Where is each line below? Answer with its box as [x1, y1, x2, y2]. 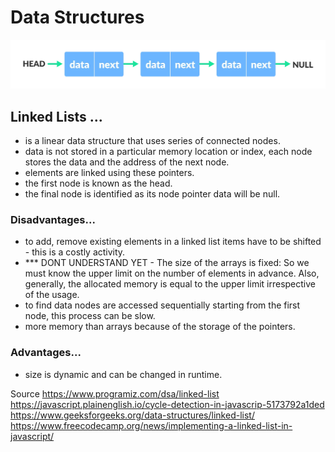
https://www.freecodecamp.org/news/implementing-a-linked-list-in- [10, 419, 293, 431]
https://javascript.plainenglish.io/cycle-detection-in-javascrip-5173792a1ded [10, 398, 325, 410]
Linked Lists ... [10, 108, 103, 125]
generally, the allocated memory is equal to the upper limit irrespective [24, 278, 316, 290]
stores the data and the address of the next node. [24, 156, 230, 168]
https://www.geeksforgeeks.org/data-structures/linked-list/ [10, 409, 255, 421]
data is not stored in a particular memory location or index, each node [24, 146, 313, 157]
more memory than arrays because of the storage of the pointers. [24, 321, 296, 333]
